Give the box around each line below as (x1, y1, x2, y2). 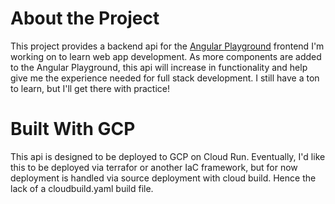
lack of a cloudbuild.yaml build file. (10, 182, 154, 194)
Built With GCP (10, 118, 136, 141)
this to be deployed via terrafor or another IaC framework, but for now (10, 161, 298, 173)
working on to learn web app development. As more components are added (10, 50, 322, 62)
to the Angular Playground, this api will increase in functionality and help (10, 61, 308, 73)
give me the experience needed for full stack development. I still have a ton (10, 72, 320, 84)
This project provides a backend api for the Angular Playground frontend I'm (10, 40, 325, 52)
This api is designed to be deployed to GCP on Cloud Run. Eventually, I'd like (10, 150, 326, 162)
